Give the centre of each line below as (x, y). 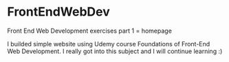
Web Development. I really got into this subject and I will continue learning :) (115, 51)
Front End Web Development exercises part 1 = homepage (89, 31)
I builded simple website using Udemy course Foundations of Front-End (109, 44)
